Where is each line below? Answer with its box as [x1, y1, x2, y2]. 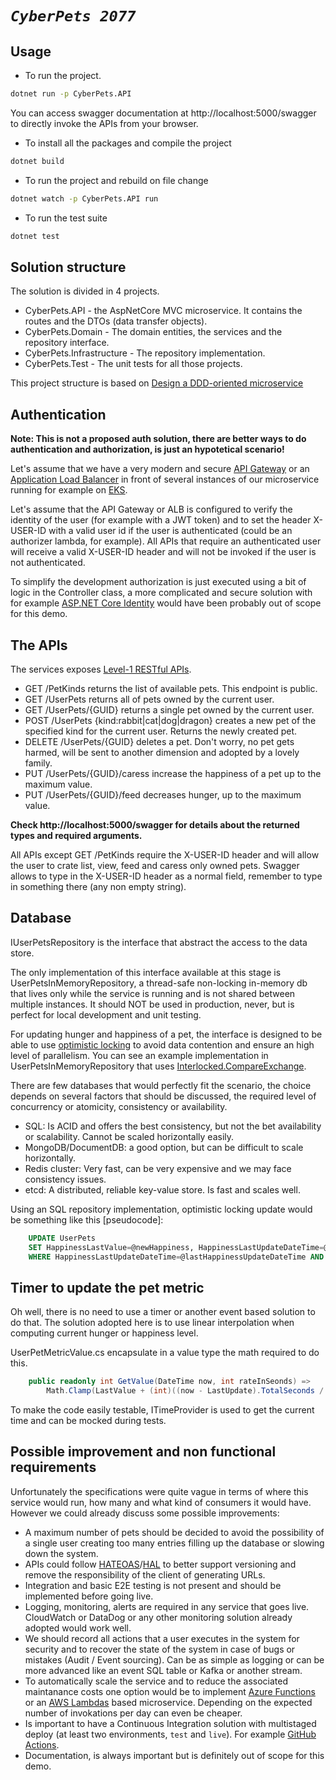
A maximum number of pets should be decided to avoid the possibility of [24, 1526, 325, 1538]
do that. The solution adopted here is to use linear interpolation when [10, 1317, 295, 1329]
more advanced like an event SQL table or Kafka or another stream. [24, 1664, 303, 1676]
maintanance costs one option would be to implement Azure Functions [24, 1685, 316, 1697]
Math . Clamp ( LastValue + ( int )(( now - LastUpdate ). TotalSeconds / [46, 1386, 325, 1396]
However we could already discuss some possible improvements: [10, 1507, 280, 1519]
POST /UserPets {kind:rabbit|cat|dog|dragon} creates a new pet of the [24, 714, 317, 726]
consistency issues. [24, 1173, 107, 1185]
